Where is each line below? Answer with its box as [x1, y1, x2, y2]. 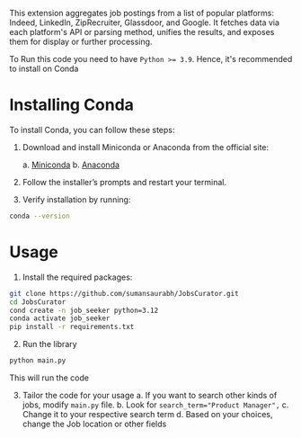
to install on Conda [9, 63, 79, 74]
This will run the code [9, 372, 90, 383]
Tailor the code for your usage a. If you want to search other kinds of [22, 390, 278, 400]
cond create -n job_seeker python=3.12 [9, 306, 159, 315]
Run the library [22, 339, 78, 350]
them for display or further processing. [9, 36, 153, 47]
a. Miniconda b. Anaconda [22, 159, 120, 170]
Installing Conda [9, 94, 135, 115]
